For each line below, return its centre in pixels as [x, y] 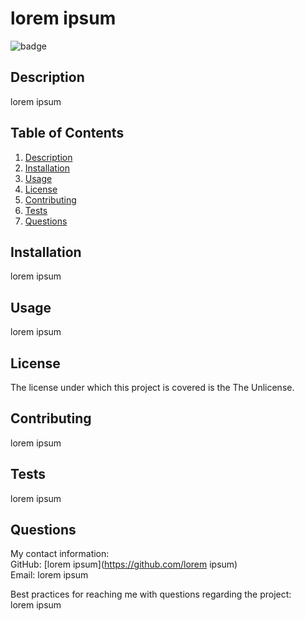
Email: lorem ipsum [49, 575]
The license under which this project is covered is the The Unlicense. [152, 387]
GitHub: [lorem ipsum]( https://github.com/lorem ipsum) [124, 564]
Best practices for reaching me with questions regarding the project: [151, 594]
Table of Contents [67, 133]
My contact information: [60, 554]
